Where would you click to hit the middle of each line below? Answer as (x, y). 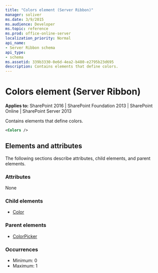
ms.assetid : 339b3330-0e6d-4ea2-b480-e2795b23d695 (60, 62)
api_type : (16, 52)
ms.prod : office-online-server (38, 33)
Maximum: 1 (25, 266)
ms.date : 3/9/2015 (24, 19)
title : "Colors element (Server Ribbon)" (49, 10)
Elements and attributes (44, 146)
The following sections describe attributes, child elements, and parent (78, 158)
